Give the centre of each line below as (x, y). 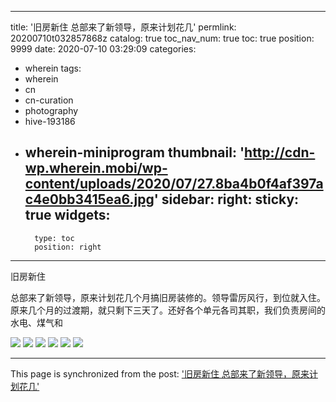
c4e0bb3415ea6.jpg (89, 199)
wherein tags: (53, 68)
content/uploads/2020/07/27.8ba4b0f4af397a (174, 184)
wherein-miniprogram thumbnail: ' (134, 152)
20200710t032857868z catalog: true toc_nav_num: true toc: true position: (162, 38)
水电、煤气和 (36, 322)
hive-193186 (50, 121)
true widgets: (67, 215)
